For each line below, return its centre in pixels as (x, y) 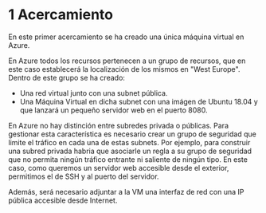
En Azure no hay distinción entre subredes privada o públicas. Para (119, 125)
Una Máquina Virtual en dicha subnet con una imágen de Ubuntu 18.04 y (139, 101)
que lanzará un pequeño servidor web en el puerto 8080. (113, 110)
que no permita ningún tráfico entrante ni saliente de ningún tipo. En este (128, 159)
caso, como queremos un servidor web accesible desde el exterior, (119, 168)
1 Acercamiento (61, 15)
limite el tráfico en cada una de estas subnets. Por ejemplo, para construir (129, 142)
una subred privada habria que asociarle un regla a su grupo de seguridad (130, 151)
